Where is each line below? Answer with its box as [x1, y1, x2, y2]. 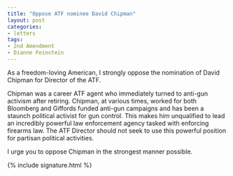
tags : [7, 36, 23, 43]
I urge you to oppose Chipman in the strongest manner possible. [7, 147, 193, 156]
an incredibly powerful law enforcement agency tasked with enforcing [7, 119, 209, 127]
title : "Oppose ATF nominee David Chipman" [7, 10, 136, 17]
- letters [7, 29, 36, 37]
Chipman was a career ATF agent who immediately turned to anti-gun [7, 89, 209, 98]
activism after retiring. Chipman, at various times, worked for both [7, 96, 197, 105]
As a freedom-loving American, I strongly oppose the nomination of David [7, 68, 220, 77]
